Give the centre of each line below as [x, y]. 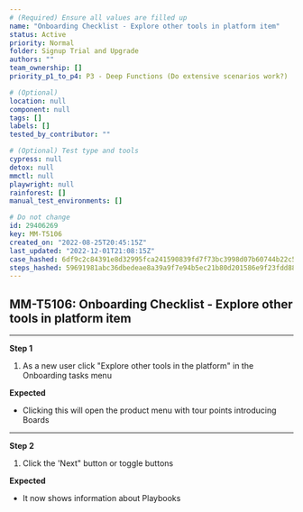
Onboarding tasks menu [67, 376]
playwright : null [42, 184]
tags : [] [26, 118]
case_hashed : [34, 259]
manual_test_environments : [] [66, 201]
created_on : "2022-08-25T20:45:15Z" [78, 242]
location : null [38, 101]
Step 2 [22, 446]
